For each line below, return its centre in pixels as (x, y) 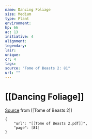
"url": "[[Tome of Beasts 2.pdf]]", (51, 123)
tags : (10, 64)
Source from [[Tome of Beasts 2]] (39, 110)
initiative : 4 (19, 37)
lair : (10, 50)
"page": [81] (27, 128)
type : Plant (17, 18)
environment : (18, 23)
